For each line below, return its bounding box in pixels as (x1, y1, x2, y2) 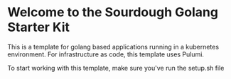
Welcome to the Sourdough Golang (7, 4, 219, 20)
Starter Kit (7, 19, 70, 35)
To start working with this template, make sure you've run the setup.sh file (7, 63, 225, 72)
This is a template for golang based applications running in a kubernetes (7, 42, 219, 51)
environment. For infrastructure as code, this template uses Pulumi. (7, 50, 205, 59)
